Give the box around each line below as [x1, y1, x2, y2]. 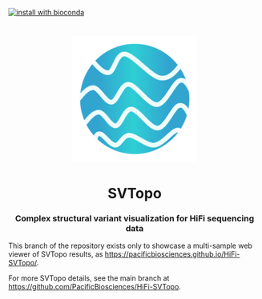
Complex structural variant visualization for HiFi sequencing [14, 213, 255, 224]
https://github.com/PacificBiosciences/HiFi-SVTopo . [8, 282, 182, 292]
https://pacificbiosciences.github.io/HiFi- [104, 249, 240, 259]
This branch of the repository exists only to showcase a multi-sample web [8, 241, 252, 251]
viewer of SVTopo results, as [8, 249, 103, 259]
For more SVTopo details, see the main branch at [8, 273, 170, 283]
